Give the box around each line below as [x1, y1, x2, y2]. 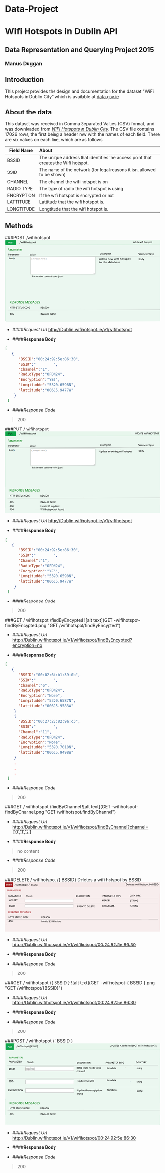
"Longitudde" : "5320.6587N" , [18, 698, 76, 703]
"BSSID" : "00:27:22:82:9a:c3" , [18, 719, 80, 724]
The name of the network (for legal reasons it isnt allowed [39, 167, 156, 172]
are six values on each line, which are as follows [5, 137, 103, 143]
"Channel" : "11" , [18, 729, 52, 734]
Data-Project [5, 3, 59, 15]
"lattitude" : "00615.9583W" [18, 704, 74, 709]
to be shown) [39, 172, 66, 178]
